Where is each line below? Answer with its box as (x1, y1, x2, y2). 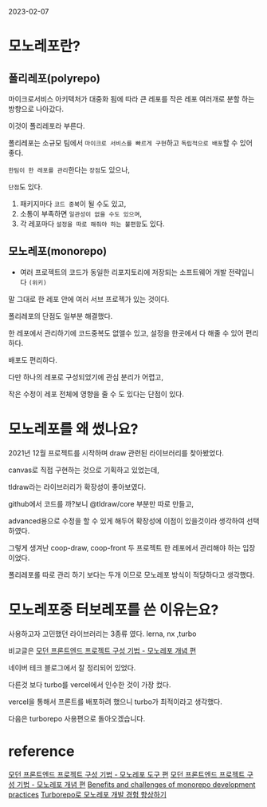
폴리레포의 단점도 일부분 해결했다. (8, 311, 113, 320)
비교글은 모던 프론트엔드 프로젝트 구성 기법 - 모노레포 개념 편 (8, 646, 197, 655)
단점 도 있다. (8, 182, 43, 191)
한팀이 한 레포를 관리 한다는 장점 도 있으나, (8, 165, 130, 174)
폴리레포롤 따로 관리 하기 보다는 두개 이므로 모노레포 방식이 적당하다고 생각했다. (8, 570, 255, 579)
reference (8, 742, 75, 760)
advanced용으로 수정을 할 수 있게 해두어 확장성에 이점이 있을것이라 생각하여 (8, 515, 245, 526)
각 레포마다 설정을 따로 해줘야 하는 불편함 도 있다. (19, 219, 165, 229)
